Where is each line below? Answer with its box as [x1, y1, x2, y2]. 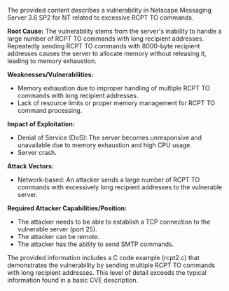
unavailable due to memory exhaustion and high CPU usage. [17, 141, 193, 149]
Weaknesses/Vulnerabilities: [7, 70, 94, 79]
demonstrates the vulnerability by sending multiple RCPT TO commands [7, 261, 216, 269]
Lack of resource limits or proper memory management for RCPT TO [17, 99, 216, 107]
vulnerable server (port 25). [17, 225, 98, 234]
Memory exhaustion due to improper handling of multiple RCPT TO [17, 84, 210, 92]
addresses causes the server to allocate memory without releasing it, [7, 49, 207, 57]
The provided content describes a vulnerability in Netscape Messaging [7, 6, 212, 14]
